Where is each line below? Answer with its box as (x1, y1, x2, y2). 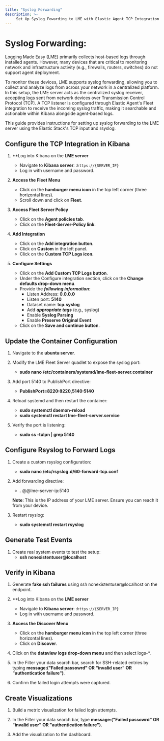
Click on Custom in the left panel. (19, 246, 87, 252)
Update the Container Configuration (5, 337, 118, 345)
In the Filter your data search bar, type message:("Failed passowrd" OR (12, 717, 160, 723)
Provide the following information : (19, 286, 91, 292)
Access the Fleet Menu (12, 177, 60, 183)
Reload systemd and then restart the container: (12, 397, 108, 403)
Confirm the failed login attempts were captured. (12, 680, 111, 686)
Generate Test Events (5, 536, 73, 544)
